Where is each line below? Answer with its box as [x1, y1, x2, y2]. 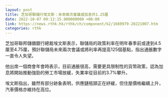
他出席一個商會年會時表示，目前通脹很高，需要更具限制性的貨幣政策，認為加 [5, 63, 163, 69]
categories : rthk [5, 26, 42, 31]
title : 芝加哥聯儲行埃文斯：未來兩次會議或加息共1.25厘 [5, 12, 109, 17]
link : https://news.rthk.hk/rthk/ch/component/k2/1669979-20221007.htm [5, 21, 158, 26]
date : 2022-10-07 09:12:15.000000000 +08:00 [5, 16, 100, 21]
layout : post [5, 7, 33, 12]
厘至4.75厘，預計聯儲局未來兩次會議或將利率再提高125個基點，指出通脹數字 [5, 46, 162, 52]
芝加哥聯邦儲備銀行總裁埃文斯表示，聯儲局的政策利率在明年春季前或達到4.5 [5, 40, 161, 46]
